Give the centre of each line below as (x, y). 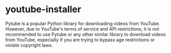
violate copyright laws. (29, 45)
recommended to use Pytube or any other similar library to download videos (85, 34)
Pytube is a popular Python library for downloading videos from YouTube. (83, 23)
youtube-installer (43, 9)
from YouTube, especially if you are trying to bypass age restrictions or (80, 40)
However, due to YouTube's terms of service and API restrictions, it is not (82, 29)
